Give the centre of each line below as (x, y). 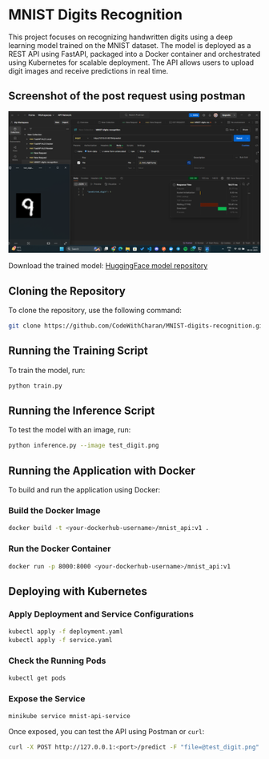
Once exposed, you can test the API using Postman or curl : (106, 732)
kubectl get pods (37, 678)
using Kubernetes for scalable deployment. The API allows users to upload (131, 62)
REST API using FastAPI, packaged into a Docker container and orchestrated (134, 54)
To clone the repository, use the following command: (95, 311)
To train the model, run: (47, 370)
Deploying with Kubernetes (78, 591)
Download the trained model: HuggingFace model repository (108, 266)
